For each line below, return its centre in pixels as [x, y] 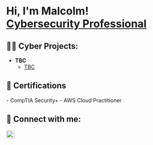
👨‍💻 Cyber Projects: [42, 46]
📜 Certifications [36, 86]
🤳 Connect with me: [43, 119]
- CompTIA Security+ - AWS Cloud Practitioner [64, 100]
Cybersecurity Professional [76, 24]
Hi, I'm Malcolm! [47, 11]
